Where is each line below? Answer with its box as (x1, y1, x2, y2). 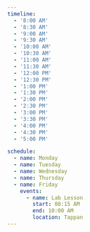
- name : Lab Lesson (25, 194, 83, 202)
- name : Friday (13, 181, 58, 188)
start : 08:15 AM (32, 201, 80, 208)
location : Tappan (32, 214, 83, 221)
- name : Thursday (13, 174, 65, 181)
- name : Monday (13, 155, 58, 162)
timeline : (7, 10, 37, 18)
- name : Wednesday (13, 168, 68, 175)
